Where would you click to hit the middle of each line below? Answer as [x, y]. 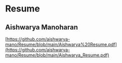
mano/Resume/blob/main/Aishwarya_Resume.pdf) [57, 55]
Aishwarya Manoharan [42, 27]
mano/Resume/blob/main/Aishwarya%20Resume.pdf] [61, 44]
